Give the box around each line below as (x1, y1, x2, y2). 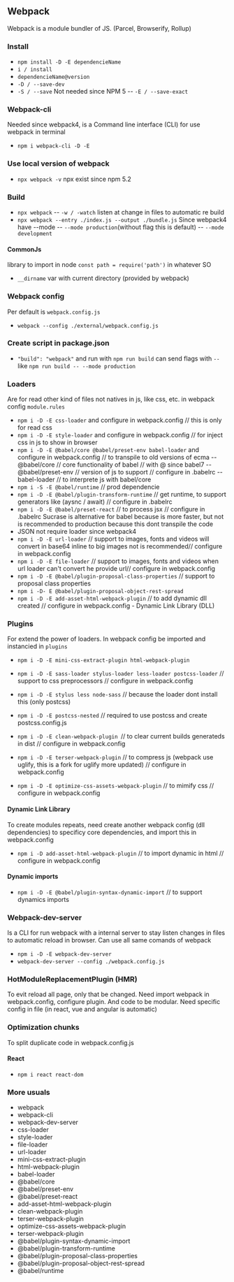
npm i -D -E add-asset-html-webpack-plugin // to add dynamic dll (17, 594, 207, 603)
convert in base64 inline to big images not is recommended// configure (17, 542, 223, 551)
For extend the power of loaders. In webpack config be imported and (7, 635, 206, 643)
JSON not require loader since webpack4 (17, 527, 137, 536)
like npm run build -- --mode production (17, 361, 136, 370)
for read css (17, 423, 52, 432)
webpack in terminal (7, 128, 66, 136)
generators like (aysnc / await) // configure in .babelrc (17, 497, 173, 506)
